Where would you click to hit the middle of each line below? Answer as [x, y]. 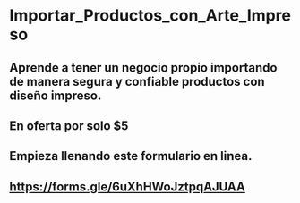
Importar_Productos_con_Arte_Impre [150, 16]
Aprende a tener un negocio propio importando [143, 68]
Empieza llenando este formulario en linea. [131, 156]
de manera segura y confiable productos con [137, 81]
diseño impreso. [56, 95]
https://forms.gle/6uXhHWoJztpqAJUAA [128, 186]
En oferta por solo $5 [69, 126]
